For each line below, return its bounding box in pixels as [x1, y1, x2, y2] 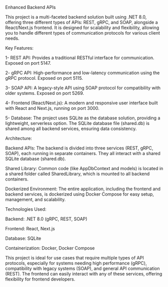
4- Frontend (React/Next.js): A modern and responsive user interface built [5, 100, 158, 106]
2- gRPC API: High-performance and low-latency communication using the [5, 70, 160, 76]
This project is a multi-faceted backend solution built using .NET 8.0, [5, 14, 147, 20]
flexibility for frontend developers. [5, 276, 75, 282]
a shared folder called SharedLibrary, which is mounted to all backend [5, 171, 150, 177]
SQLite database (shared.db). [5, 156, 66, 162]
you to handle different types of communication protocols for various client [5, 30, 160, 36]
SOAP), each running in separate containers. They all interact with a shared [5, 151, 160, 156]
